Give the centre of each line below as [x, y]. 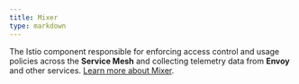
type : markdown [38, 26]
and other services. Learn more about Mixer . [92, 70]
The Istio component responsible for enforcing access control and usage [145, 51]
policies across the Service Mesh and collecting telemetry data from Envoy [149, 61]
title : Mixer [34, 17]
